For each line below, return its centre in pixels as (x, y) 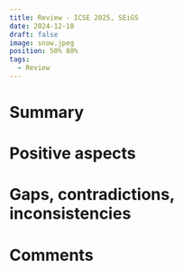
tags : (19, 59)
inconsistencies (70, 214)
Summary (46, 112)
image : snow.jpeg (42, 43)
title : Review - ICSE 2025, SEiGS (74, 18)
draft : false (34, 34)
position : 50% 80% (44, 51)
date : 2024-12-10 (42, 26)
